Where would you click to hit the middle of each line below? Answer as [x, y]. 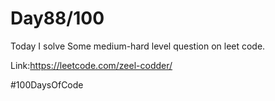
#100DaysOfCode [47, 84]
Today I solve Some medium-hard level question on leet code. [138, 46]
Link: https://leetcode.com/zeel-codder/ [91, 65]
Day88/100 [57, 18]
